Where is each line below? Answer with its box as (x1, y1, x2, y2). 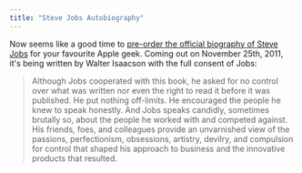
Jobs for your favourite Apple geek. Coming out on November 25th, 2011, (9, 47, 284, 59)
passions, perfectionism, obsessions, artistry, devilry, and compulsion (31, 133, 294, 144)
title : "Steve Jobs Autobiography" (9, 13, 145, 23)
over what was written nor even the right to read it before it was (31, 85, 271, 96)
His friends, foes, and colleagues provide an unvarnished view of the (31, 124, 290, 135)
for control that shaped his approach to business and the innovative (31, 143, 286, 154)
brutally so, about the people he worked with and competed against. (31, 114, 288, 125)
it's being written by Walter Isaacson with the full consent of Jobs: (9, 57, 257, 68)
